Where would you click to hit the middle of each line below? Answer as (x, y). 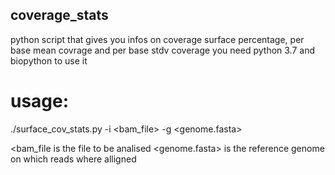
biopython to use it (49, 60)
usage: (40, 101)
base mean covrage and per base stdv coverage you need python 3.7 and (162, 50)
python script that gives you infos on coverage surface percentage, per (157, 39)
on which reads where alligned (73, 159)
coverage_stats (59, 15)
